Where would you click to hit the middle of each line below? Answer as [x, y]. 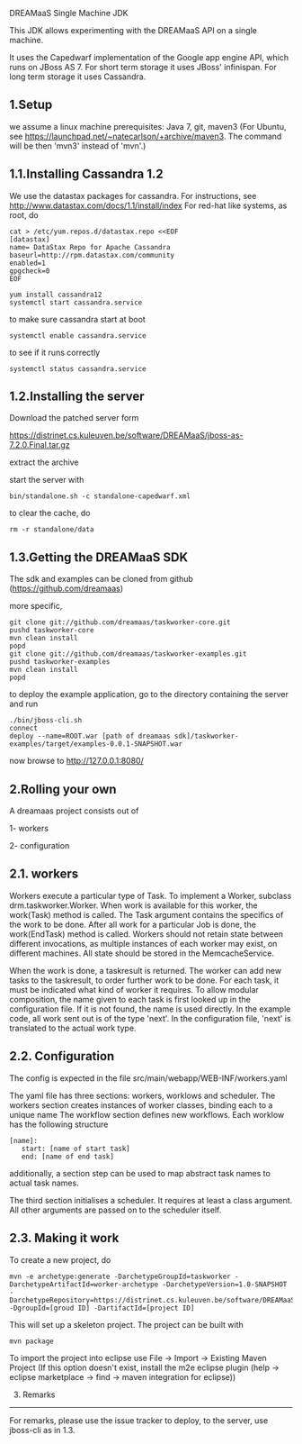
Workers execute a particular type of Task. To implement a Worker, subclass [151, 895]
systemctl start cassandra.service [76, 302]
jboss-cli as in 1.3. [42, 1430]
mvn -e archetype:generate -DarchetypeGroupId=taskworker [120, 1276]
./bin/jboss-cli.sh [46, 721]
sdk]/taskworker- [207, 736]
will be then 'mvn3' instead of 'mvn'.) [78, 145]
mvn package [31, 1341]
